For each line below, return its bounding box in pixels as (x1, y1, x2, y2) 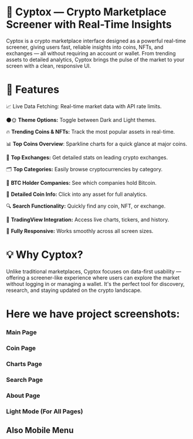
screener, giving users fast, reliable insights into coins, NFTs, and (6, 44, 164, 51)
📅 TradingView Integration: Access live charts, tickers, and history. (6, 216, 170, 223)
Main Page (6, 328, 37, 336)
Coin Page (6, 344, 36, 352)
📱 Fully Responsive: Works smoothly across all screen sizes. (6, 227, 154, 234)
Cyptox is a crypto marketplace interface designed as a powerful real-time (6, 37, 187, 44)
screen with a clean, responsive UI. (6, 62, 91, 69)
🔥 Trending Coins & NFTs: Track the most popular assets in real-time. (6, 128, 175, 135)
